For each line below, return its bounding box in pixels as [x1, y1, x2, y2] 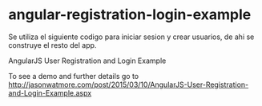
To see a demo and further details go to [8, 71, 139, 80]
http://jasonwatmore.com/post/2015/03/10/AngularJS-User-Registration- [8, 80, 249, 89]
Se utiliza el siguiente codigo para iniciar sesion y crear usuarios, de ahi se [8, 32, 255, 41]
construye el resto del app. [8, 40, 97, 49]
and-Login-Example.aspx [8, 88, 92, 97]
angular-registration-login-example [8, 6, 252, 24]
